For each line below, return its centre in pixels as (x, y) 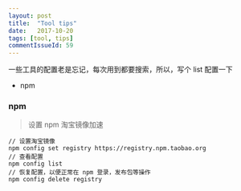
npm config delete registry (55, 180)
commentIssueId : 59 (41, 46)
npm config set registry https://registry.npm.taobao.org (107, 148)
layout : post (30, 16)
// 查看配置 (26, 157)
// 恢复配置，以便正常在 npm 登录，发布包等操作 (80, 173)
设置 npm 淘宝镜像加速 (65, 124)
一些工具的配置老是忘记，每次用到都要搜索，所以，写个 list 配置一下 (120, 70)
